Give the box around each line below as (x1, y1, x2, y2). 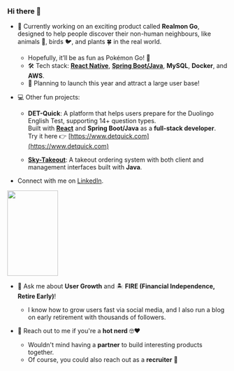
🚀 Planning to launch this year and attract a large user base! (27, 79, 200, 87)
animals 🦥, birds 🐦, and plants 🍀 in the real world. (17, 38, 162, 46)
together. (27, 348, 54, 356)
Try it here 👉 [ (27, 132, 71, 141)
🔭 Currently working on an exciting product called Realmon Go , (17, 22, 200, 31)
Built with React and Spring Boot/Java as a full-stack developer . (27, 124, 217, 132)
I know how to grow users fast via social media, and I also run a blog (27, 306, 225, 314)
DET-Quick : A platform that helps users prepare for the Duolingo (27, 109, 214, 118)
